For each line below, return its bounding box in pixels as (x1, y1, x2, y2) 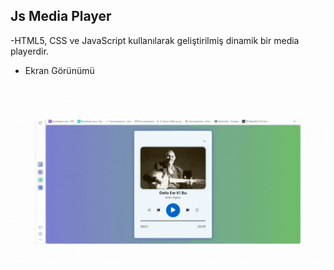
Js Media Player (10, 8, 112, 25)
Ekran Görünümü (24, 64, 95, 76)
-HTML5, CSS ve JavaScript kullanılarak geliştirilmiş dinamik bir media (10, 34, 300, 46)
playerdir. (10, 45, 49, 57)
